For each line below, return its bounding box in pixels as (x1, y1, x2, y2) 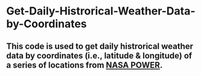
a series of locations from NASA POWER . (6, 60, 163, 70)
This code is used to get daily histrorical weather (6, 41, 194, 51)
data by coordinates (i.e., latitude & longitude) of (6, 50, 193, 61)
